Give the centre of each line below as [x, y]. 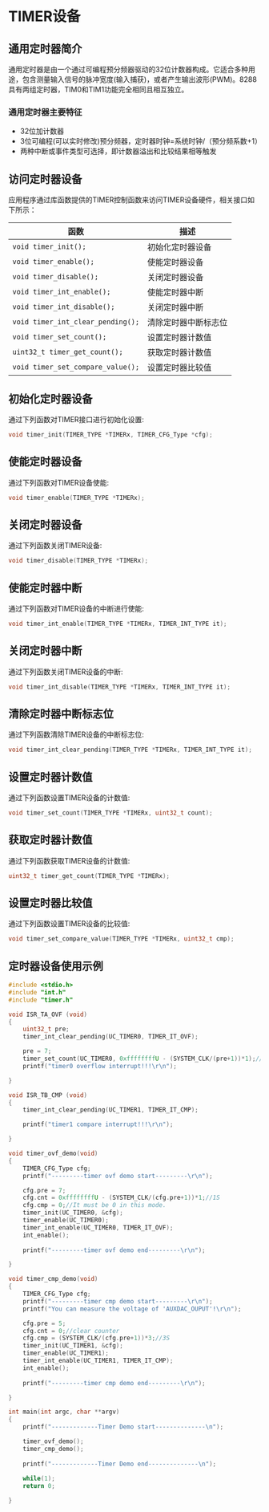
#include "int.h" [37, 992]
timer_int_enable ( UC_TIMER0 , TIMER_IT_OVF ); [98, 1227]
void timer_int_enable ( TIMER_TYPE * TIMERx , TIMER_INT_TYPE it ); [118, 624]
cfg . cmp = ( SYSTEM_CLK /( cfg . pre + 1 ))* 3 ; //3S [96, 1338]
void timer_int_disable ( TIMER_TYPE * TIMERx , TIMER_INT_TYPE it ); [119, 687]
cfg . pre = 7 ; [44, 1190]
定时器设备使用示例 [56, 966]
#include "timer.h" [41, 1000]
